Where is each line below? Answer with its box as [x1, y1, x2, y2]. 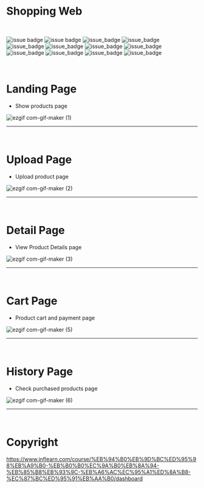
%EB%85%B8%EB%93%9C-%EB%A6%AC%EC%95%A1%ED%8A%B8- [6, 468, 191, 475]
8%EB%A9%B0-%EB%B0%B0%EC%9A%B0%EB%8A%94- [6, 462, 160, 469]
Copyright [6, 435, 59, 449]
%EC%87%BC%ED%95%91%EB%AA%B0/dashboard [6, 475, 143, 482]
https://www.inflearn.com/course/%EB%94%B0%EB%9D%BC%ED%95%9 [6, 455, 197, 462]
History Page [6, 365, 73, 378]
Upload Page [6, 153, 72, 167]
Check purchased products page [15, 385, 98, 392]
